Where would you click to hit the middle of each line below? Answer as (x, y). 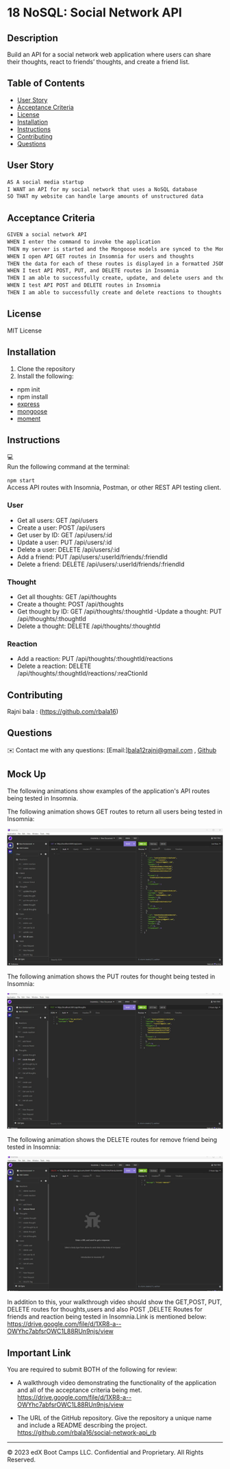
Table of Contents (46, 83)
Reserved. (22, 1459)
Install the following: (45, 376)
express (28, 404)
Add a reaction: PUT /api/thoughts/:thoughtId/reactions (95, 659)
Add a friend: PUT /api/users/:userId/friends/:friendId (92, 557)
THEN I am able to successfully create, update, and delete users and (110, 278)
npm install (33, 396)
